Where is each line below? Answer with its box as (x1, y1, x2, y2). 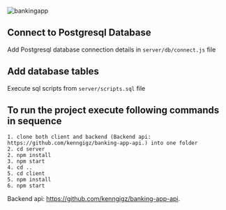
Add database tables (7, 66, 100, 77)
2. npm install (7, 152, 52, 159)
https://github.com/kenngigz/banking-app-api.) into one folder (7, 140, 198, 147)
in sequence (7, 115, 62, 127)
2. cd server (7, 146, 45, 153)
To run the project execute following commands (7, 105, 220, 117)
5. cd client (7, 170, 45, 177)
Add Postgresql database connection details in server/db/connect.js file (7, 45, 216, 54)
